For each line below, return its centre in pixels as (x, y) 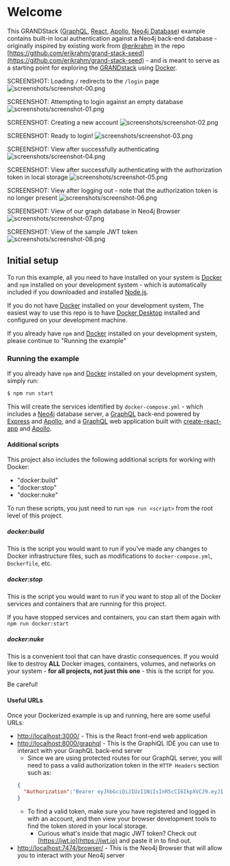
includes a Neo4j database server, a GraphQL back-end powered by (104, 413)
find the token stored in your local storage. (87, 826)
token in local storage (38, 177)
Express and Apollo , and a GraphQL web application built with (94, 421)
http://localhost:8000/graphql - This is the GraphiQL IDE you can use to (118, 743)
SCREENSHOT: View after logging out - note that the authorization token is (113, 190)
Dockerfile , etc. (30, 564)
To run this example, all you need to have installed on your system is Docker (115, 277)
